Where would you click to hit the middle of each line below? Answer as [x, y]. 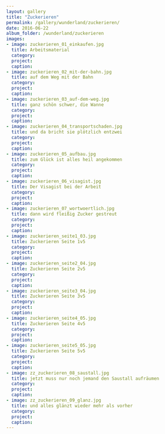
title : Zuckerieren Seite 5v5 [48, 351]
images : [16, 39]
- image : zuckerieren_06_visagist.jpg [54, 181]
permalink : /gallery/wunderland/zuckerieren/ [63, 22]
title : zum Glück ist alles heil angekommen [67, 160]
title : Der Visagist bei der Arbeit [56, 187]
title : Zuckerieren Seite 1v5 [48, 241]
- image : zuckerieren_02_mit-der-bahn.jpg [59, 72]
